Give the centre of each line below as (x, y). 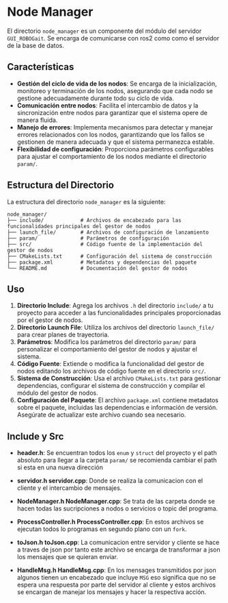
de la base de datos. (36, 45)
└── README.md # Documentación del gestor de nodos (97, 268)
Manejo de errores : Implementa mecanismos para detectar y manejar (115, 127)
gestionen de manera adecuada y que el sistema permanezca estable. (116, 142)
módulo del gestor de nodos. (58, 393)
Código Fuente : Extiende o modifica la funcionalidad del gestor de (111, 364)
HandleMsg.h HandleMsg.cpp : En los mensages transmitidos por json (116, 570)
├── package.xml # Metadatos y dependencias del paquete (102, 262)
